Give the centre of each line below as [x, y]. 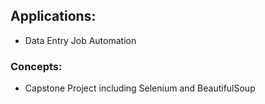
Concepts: [36, 66]
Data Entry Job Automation [80, 40]
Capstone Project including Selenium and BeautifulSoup [140, 88]
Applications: [53, 16]
